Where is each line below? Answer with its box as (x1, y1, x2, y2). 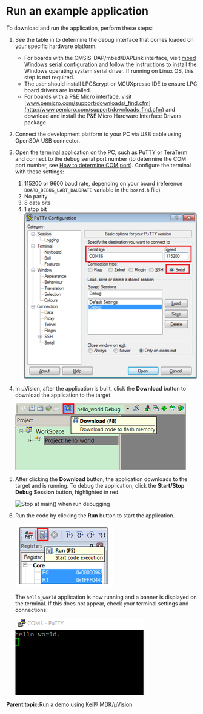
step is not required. (24, 73, 75, 81)
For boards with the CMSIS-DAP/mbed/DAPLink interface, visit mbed (24, 54, 196, 61)
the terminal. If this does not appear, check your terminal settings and (15, 600, 189, 607)
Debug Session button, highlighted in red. (15, 488, 120, 496)
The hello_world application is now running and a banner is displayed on (15, 593, 197, 601)
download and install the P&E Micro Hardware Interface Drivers (24, 112, 182, 120)
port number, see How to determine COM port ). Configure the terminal (15, 161, 191, 169)
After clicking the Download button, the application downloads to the (15, 476, 188, 483)
